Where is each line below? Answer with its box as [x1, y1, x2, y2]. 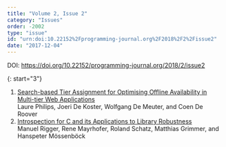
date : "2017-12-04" [7, 42, 63, 49]
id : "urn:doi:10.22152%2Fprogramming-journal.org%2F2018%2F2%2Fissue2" [7, 36, 217, 43]
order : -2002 [7, 23, 45, 30]
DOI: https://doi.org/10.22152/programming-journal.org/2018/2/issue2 [7, 61, 205, 69]
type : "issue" [7, 29, 48, 37]
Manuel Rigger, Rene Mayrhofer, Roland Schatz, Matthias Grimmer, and [17, 125, 219, 133]
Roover [17, 110, 38, 118]
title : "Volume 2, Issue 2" [7, 10, 88, 17]
